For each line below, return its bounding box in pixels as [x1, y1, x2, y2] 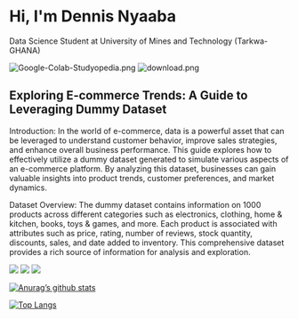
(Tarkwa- [234, 36, 269, 46]
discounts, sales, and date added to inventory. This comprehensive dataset [9, 237, 285, 248]
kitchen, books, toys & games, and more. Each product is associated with [9, 218, 278, 228]
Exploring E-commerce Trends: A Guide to [9, 88, 248, 103]
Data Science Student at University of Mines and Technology [9, 36, 233, 46]
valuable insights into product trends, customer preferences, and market [9, 172, 275, 183]
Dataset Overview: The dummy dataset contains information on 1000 [9, 199, 262, 210]
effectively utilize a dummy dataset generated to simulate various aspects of [9, 154, 289, 164]
